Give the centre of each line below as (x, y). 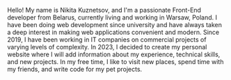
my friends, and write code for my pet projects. (75, 69)
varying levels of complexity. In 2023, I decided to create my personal (107, 47)
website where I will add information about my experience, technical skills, (114, 54)
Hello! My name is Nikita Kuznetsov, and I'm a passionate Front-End (104, 10)
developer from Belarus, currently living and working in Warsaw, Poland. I (112, 17)
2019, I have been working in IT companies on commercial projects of (107, 40)
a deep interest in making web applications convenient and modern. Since (113, 32)
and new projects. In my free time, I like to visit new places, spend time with (115, 62)
